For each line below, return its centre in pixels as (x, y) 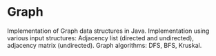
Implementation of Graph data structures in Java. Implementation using (108, 31)
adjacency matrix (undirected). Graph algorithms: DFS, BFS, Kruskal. (105, 45)
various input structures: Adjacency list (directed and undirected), (101, 38)
